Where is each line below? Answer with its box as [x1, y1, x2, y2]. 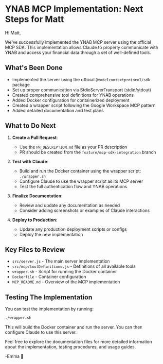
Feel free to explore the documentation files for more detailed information [5, 339, 152, 345]
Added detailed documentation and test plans [12, 107, 104, 113]
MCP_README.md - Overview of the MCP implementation [12, 279, 120, 285]
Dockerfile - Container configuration [12, 274, 87, 280]
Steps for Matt [5, 14, 64, 25]
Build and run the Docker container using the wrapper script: [19, 168, 141, 173]
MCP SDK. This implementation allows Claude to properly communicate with [5, 44, 159, 50]
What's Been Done [5, 64, 63, 72]
